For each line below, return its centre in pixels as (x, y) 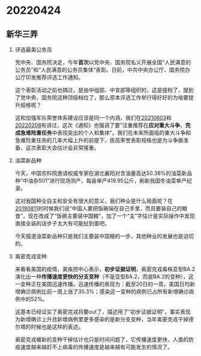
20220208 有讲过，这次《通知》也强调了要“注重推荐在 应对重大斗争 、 (100, 125)
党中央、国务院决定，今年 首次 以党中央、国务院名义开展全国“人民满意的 (103, 62)
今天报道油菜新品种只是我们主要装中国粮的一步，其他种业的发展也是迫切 (104, 236)
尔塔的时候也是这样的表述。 (49, 327)
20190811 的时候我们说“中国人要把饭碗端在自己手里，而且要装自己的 (98, 208)
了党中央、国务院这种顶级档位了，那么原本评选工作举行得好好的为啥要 (102, 97)
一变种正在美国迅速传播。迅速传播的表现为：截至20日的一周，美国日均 (102, 284)
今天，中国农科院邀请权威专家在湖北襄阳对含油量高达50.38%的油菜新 (101, 173)
